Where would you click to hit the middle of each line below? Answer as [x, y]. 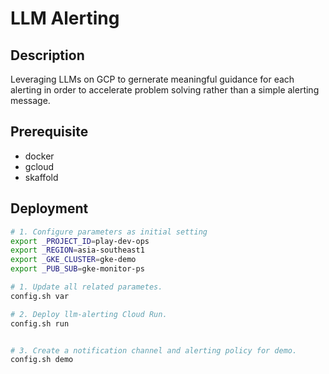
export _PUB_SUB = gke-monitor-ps [77, 269]
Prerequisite [49, 132]
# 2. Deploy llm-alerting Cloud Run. [89, 314]
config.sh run [40, 323]
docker [39, 156]
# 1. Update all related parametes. [86, 287]
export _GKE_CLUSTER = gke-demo [73, 260]
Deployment [49, 208]
